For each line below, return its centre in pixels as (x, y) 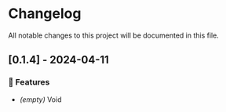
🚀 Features (29, 82)
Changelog (45, 14)
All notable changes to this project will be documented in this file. (114, 35)
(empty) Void (40, 99)
